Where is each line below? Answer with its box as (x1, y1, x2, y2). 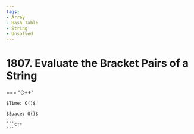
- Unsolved (6, 31, 33, 37)
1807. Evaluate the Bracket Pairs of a (6, 57, 189, 70)
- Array (6, 14, 26, 20)
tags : (6, 8, 20, 15)
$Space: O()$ (6, 111, 39, 117)
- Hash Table (6, 20, 39, 26)
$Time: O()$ (6, 101, 36, 107)
